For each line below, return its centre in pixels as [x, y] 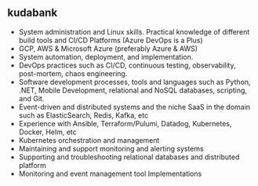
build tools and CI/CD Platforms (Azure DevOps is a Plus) [111, 40]
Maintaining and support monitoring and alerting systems [111, 148]
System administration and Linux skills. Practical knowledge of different [134, 31]
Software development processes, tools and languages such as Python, [134, 82]
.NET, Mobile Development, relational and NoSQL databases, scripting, [133, 90]
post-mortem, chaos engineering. [73, 73]
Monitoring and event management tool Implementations [110, 173]
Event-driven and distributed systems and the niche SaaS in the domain [134, 107]
